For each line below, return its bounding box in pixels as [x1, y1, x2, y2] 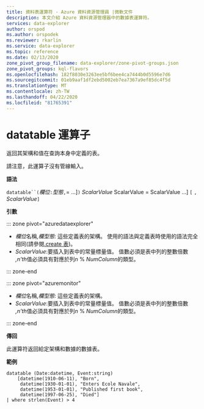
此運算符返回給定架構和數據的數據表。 [6, 345, 103, 352]
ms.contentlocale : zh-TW [6, 89, 70, 95]
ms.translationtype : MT [6, 83, 67, 89]
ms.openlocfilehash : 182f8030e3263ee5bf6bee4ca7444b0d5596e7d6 [6, 71, 171, 78]
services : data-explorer [6, 20, 70, 26]
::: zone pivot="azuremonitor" [6, 279, 81, 287]
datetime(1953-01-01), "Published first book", [20, 386, 144, 393]
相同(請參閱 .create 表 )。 [15, 240, 76, 247]
